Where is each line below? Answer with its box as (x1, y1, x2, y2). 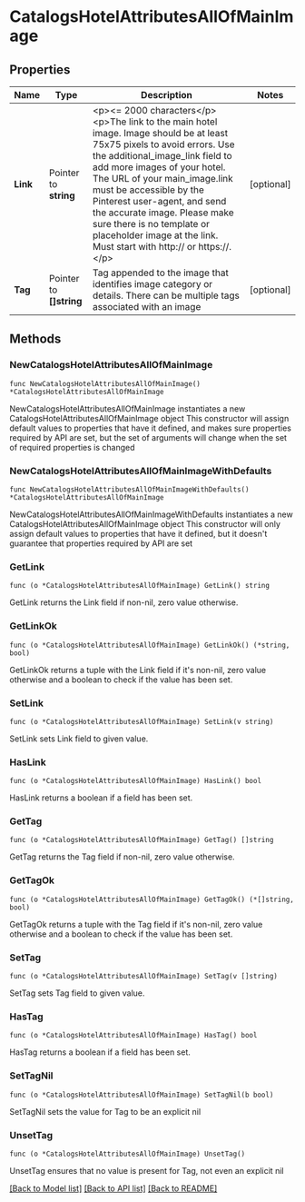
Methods (9, 332, 62, 347)
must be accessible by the (92, 184, 204, 196)
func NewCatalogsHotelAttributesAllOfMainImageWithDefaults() (9, 484, 250, 494)
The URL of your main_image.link (92, 173, 233, 184)
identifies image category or (92, 278, 213, 290)
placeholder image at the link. (92, 229, 219, 242)
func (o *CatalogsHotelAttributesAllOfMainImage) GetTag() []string (9, 836, 274, 845)
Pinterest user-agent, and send (92, 195, 227, 207)
